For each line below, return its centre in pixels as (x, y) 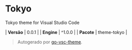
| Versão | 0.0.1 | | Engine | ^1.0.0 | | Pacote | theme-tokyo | (66, 32)
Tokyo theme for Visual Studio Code (42, 22)
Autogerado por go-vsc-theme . (50, 42)
